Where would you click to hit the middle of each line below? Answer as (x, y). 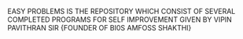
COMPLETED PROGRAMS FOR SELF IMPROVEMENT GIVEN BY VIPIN (120, 19)
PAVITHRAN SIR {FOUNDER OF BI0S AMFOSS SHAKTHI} (99, 28)
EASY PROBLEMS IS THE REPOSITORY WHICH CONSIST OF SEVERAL (121, 11)
